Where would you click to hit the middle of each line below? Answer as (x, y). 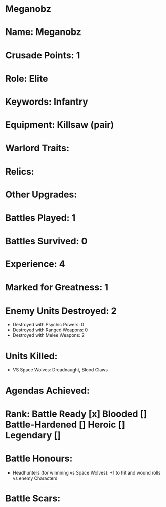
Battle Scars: (33, 498)
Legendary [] (33, 435)
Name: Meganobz (44, 32)
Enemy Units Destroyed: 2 (61, 311)
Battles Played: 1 (40, 217)
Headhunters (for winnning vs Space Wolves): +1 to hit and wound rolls (87, 472)
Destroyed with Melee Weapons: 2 (48, 335)
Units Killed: (31, 356)
